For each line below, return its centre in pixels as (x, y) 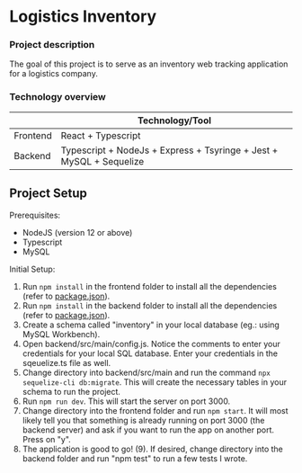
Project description (52, 45)
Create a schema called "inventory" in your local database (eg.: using (151, 325)
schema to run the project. (71, 391)
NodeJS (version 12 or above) (77, 232)
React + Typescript (101, 135)
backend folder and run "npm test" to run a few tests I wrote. (135, 458)
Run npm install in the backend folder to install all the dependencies (150, 305)
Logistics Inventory (83, 17)
